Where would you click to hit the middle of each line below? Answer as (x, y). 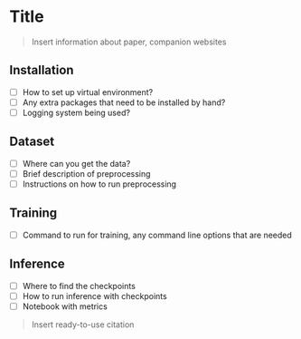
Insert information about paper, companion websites (129, 42)
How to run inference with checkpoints (94, 295)
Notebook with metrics (65, 306)
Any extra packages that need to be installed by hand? (124, 102)
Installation (42, 70)
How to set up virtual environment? (88, 92)
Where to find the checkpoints (79, 286)
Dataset (32, 142)
